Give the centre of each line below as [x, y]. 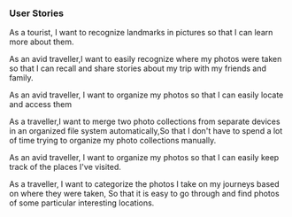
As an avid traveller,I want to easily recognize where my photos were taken [146, 59]
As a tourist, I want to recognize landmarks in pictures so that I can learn [141, 33]
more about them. [42, 42]
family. [21, 78]
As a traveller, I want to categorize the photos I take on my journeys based [145, 184]
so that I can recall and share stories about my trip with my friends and [138, 68]
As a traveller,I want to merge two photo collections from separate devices [145, 121]
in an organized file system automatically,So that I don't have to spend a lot [146, 131]
